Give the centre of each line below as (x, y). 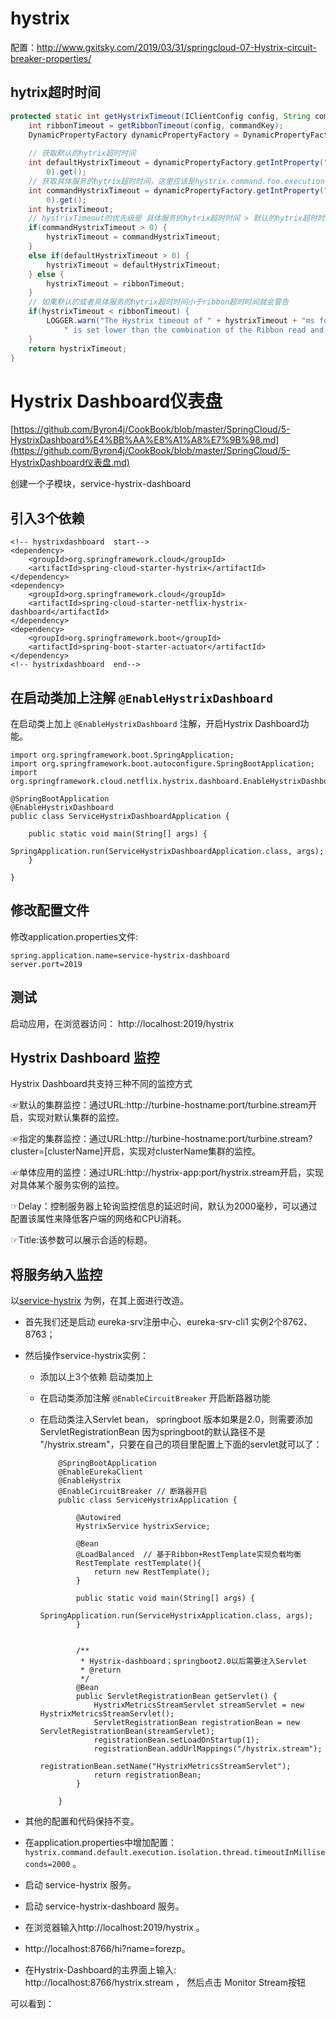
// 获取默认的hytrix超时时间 (82, 153)
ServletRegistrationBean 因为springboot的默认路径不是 (153, 1432)
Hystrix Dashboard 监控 (85, 1057)
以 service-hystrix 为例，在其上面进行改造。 (100, 1301)
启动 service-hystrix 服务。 (80, 1885)
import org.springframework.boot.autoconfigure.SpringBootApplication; (162, 763)
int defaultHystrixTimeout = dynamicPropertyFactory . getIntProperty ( (176, 163)
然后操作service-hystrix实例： (87, 1356)
